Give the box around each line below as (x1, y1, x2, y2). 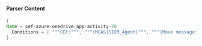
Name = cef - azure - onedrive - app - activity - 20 (6, 24, 117, 30)
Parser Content (6, 5, 45, 12)
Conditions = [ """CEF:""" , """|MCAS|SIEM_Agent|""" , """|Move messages (11, 29, 198, 35)
